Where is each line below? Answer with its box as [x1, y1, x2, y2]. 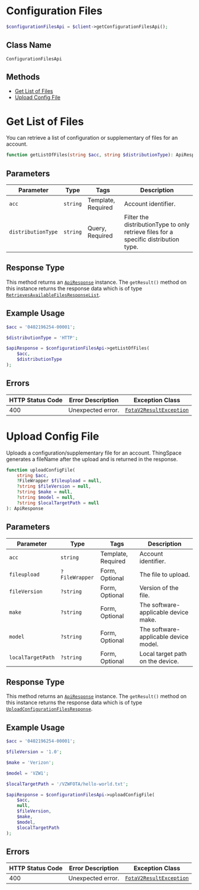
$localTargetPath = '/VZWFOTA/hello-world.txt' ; [6, 781, 129, 787]
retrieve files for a [124, 228, 174, 236]
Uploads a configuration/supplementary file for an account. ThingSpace [6, 449, 182, 456]
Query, [88, 224, 107, 232]
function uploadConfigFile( [6, 467, 76, 473]
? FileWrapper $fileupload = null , [17, 478, 102, 484]
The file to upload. [139, 570, 190, 578]
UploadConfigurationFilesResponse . [6, 705, 93, 712]
